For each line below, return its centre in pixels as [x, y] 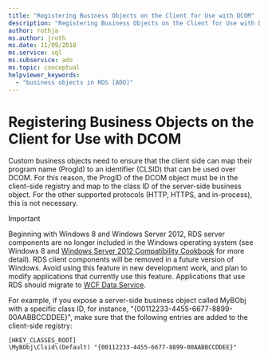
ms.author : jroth [37, 38]
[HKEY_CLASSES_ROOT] [43, 341]
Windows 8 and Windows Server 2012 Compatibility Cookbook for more [126, 251]
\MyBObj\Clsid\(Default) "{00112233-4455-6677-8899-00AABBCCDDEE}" [123, 348]
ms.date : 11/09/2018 [43, 45]
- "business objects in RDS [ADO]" [75, 82]
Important [24, 219]
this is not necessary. [43, 203]
